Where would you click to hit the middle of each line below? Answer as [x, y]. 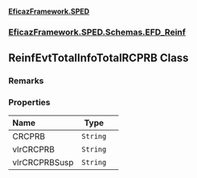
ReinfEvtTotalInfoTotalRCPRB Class [98, 57]
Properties [29, 102]
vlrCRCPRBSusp [43, 163]
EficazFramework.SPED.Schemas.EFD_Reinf [97, 32]
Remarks [26, 80]
